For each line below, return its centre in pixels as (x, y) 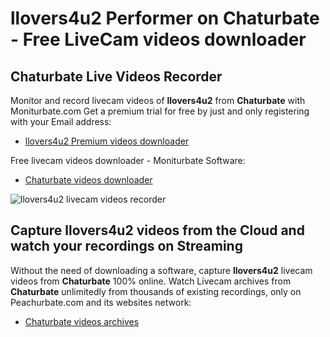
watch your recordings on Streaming (126, 246)
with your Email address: (61, 121)
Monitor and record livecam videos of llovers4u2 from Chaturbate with (158, 100)
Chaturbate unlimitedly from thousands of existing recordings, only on (156, 291)
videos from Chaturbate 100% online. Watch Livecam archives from (151, 281)
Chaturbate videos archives (82, 321)
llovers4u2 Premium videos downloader (107, 141)
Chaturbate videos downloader (88, 180)
